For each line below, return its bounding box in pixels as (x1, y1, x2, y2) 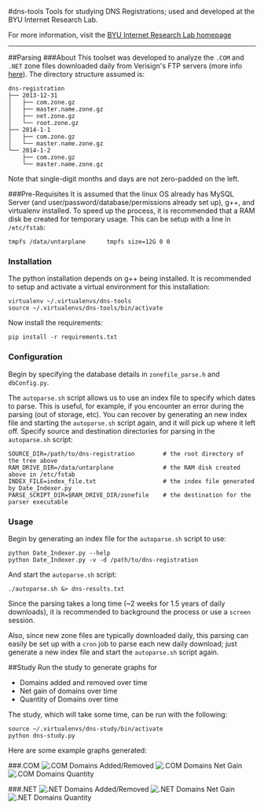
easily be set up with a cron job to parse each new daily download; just (8, 639, 237, 648)
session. (8, 615, 35, 625)
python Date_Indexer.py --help (8, 549, 111, 557)
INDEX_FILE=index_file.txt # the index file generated (8, 477, 255, 486)
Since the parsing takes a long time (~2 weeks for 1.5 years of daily (8, 599, 225, 608)
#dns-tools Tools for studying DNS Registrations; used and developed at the (8, 7, 255, 16)
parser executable (8, 498, 68, 506)
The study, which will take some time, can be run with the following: (8, 709, 228, 719)
